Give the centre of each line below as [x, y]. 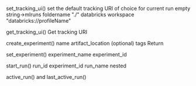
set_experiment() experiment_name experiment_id [66, 54]
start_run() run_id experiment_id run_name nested [66, 66]
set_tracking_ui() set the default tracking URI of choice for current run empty [98, 8]
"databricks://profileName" [39, 21]
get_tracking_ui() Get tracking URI [47, 32]
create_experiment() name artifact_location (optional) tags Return [85, 43]
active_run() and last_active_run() [46, 77]
